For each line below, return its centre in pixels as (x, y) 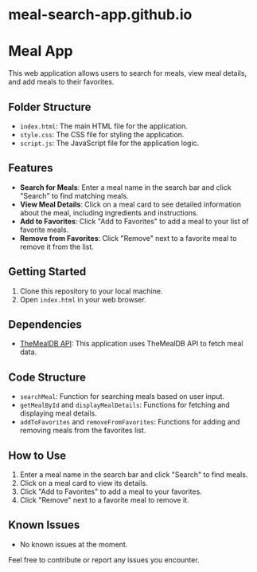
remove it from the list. (56, 247)
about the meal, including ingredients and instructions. (109, 212)
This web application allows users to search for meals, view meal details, (128, 73)
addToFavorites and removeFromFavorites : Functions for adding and (130, 422)
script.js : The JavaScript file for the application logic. (109, 143)
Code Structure (47, 377)
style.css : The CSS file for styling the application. (102, 134)
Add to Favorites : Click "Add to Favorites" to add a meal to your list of (134, 221)
